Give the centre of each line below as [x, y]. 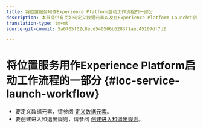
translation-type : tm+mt [37, 23]
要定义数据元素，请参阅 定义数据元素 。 [63, 112]
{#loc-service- [142, 81]
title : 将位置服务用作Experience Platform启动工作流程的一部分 [80, 12]
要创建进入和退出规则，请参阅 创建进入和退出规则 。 [79, 119]
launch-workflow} [53, 94]
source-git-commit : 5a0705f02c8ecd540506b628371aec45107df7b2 [86, 29]
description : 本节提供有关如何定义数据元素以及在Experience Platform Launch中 [100, 18]
